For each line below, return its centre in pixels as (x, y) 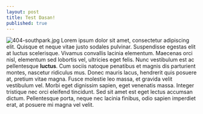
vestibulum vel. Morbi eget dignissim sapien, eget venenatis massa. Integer (100, 85)
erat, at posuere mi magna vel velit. (50, 105)
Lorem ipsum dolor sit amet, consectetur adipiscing (125, 41)
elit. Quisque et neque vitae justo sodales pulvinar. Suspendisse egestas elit (101, 47)
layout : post (23, 12)
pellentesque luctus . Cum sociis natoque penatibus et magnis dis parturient (101, 66)
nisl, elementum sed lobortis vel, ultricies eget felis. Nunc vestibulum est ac (101, 60)
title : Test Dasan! (31, 18)
